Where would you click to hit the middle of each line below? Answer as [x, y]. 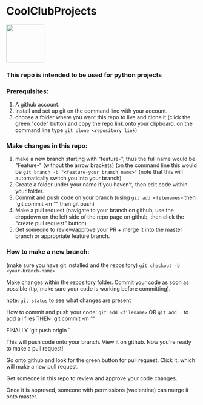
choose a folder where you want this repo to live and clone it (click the [103, 117]
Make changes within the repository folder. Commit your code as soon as [98, 282]
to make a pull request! [35, 348]
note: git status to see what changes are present [69, 300]
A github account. [37, 105]
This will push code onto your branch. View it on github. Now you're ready [99, 342]
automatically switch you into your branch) [68, 178]
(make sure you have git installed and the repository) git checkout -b [93, 265]
